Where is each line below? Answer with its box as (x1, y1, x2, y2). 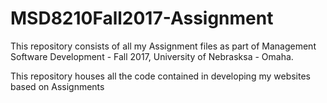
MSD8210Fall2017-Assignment (10, 7, 274, 30)
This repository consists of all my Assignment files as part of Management (10, 40, 317, 52)
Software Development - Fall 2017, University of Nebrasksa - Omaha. (10, 50, 294, 62)
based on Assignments (10, 80, 105, 92)
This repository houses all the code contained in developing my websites (10, 70, 311, 82)
